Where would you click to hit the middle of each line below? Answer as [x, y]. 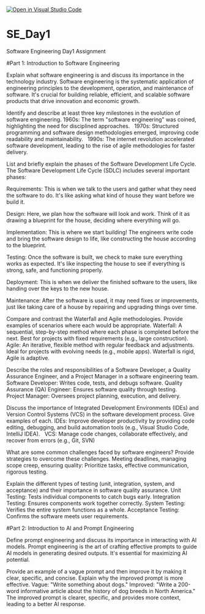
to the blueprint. [27, 245]
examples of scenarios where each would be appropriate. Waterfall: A [94, 325]
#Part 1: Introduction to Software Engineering [63, 63]
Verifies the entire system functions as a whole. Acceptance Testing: [93, 510]
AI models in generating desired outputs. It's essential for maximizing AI [97, 553]
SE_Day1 [28, 34]
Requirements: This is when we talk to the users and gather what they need [101, 189]
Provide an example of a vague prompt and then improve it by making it [96, 571]
